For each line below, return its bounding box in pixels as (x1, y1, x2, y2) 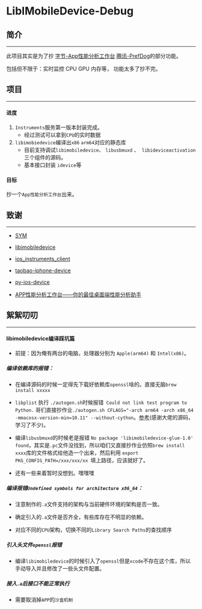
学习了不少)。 (14, 421, 49, 429)
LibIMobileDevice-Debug (6, 4, 134, 18)
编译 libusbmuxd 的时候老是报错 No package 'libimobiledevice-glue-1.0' (14, 434, 194, 441)
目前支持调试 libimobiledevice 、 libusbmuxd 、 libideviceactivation (23, 146, 196, 154)
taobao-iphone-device (14, 267, 71, 274)
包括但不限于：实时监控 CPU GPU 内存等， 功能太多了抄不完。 (6, 65, 161, 72)
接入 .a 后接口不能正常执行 (6, 580, 70, 587)
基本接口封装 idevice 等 (23, 161, 82, 169)
